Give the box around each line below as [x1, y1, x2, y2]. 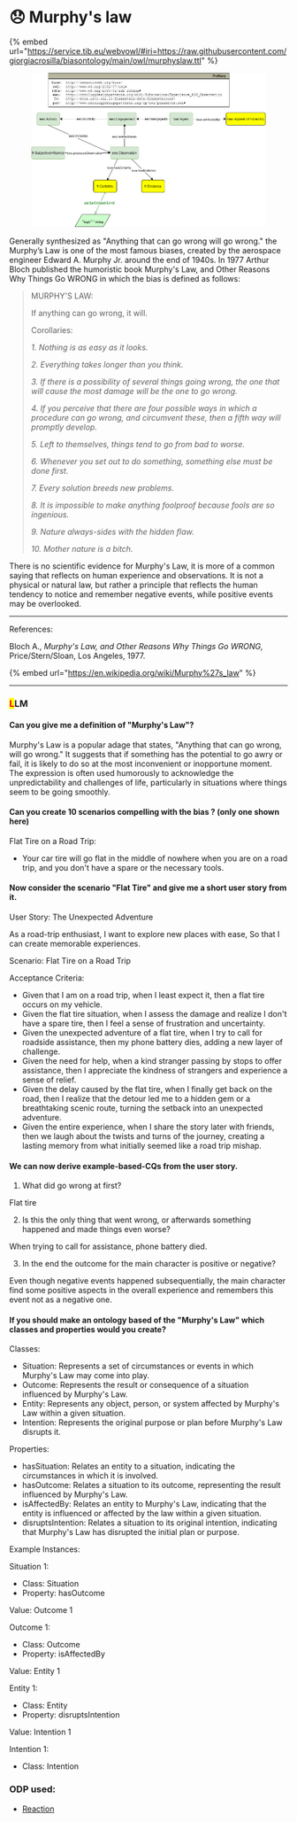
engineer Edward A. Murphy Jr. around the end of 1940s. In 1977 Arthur [9, 254, 270, 265]
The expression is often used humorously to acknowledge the [9, 767, 234, 778]
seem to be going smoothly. [9, 787, 110, 797]
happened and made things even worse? [21, 1224, 171, 1235]
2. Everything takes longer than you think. [30, 359, 184, 369]
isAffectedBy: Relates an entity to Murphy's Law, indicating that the [21, 1499, 267, 1509]
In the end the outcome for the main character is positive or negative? [21, 1259, 277, 1269]
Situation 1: [9, 1562, 49, 1572]
